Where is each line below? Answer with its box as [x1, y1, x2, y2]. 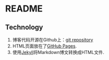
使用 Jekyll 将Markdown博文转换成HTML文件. [12, 49, 104, 55]
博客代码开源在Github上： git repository [12, 37, 93, 42]
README [5, 3, 43, 14]
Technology [5, 23, 43, 31]
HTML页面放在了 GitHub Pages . [12, 43, 77, 49]
